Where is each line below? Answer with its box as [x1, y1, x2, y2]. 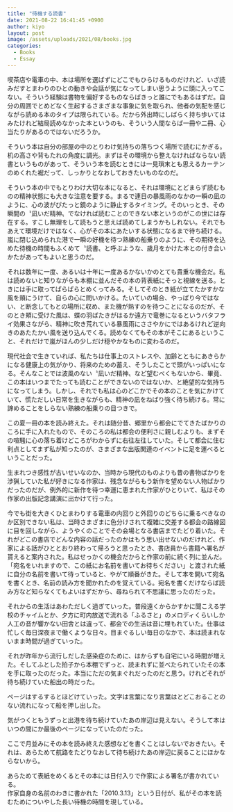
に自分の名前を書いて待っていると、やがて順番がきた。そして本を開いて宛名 [7, 569, 225, 578]
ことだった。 [19, 453, 56, 462]
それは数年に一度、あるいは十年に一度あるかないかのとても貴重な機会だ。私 [7, 267, 225, 275]
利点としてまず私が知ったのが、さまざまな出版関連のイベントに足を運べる [7, 444, 220, 453]
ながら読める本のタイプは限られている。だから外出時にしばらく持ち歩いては [7, 110, 225, 118]
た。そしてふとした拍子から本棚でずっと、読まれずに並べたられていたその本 [7, 660, 225, 668]
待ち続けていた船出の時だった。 [7, 677, 98, 685]
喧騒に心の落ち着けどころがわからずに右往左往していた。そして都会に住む [12, 436, 225, 444]
